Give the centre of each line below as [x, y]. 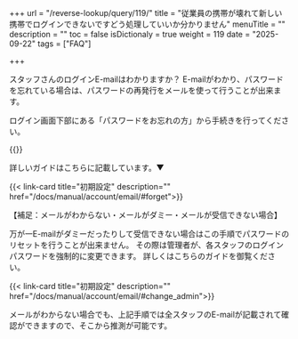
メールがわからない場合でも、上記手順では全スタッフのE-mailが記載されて [145, 315]
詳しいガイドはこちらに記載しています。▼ [87, 168]
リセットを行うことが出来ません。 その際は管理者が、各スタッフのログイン [147, 245]
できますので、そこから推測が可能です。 [98, 326]
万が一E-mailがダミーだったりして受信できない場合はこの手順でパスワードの [149, 234]
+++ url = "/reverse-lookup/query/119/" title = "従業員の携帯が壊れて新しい [146, 13]
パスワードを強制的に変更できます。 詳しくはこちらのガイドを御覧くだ [139, 256]
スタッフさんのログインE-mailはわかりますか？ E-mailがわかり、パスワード [146, 79]
